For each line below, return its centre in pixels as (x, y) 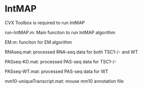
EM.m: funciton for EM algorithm (39, 42)
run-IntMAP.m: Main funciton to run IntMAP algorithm (60, 32)
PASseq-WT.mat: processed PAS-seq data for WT (57, 71)
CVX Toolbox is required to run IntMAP (45, 23)
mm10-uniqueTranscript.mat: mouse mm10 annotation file (64, 81)
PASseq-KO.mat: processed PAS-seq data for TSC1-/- (61, 61)
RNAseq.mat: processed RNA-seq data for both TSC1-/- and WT (71, 52)
